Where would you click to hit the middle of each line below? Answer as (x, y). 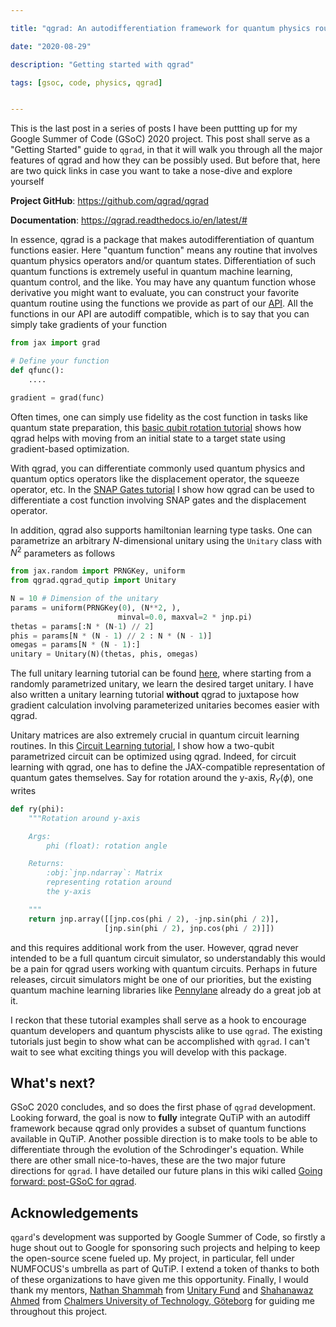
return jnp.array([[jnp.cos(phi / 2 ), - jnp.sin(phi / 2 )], (154, 919)
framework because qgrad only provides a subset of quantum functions (158, 1128)
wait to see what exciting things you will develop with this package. (148, 1052)
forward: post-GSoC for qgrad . (73, 1182)
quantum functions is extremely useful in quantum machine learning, (151, 272)
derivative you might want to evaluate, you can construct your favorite (155, 293)
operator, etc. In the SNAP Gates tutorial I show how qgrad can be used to (162, 489)
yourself (27, 182)
